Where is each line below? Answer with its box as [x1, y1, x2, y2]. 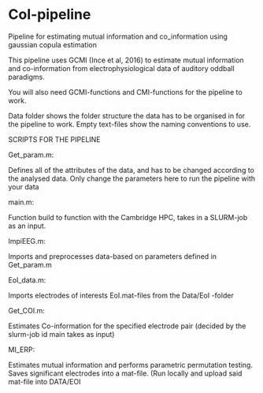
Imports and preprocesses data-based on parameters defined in [8, 251, 217, 261]
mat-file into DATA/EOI [8, 376, 81, 386]
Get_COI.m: [8, 305, 46, 315]
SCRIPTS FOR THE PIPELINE [8, 134, 101, 144]
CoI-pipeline [8, 6, 91, 24]
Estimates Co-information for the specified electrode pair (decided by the [8, 321, 246, 331]
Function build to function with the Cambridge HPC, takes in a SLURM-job [8, 212, 248, 222]
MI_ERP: [8, 345, 35, 354]
